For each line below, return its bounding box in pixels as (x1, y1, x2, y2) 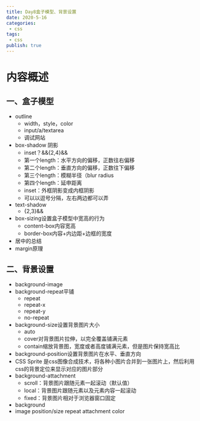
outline (14, 112, 33, 120)
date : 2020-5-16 (6, 14, 47, 21)
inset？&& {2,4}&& (23, 149, 68, 156)
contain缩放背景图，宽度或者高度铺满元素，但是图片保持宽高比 (23, 342, 180, 350)
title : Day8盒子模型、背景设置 (6, 8, 77, 15)
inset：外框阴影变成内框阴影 (23, 187, 95, 194)
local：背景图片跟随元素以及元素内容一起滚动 (23, 387, 137, 394)
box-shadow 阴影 (14, 141, 58, 149)
